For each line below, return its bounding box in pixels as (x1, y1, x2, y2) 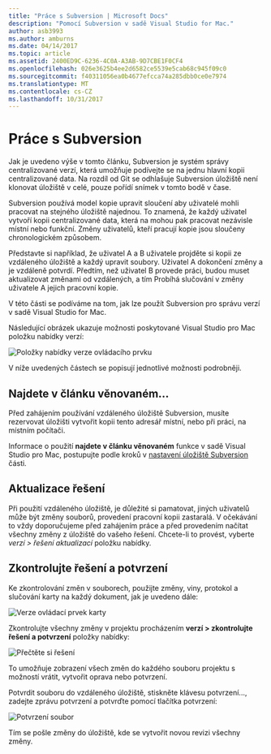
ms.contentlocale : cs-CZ (8, 87, 92, 96)
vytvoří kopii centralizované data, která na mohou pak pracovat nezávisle (8, 216, 253, 226)
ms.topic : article (8, 50, 71, 58)
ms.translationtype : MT (8, 80, 89, 88)
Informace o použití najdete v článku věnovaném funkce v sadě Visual (8, 442, 246, 450)
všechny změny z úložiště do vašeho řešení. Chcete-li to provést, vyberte (8, 529, 255, 539)
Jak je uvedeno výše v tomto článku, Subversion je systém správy (8, 157, 230, 166)
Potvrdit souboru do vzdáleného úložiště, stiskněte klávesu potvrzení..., (8, 687, 247, 697)
